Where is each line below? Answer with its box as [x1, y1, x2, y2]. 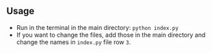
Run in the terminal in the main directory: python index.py [16, 23, 179, 31]
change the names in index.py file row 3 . [16, 37, 131, 46]
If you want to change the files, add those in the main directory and [16, 31, 206, 39]
